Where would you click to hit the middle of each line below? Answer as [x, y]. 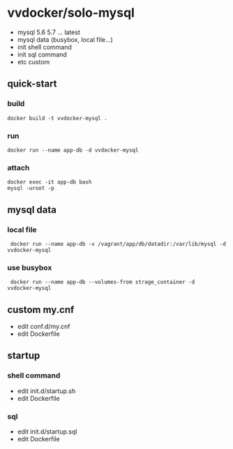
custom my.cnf [41, 310]
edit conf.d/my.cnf [44, 327]
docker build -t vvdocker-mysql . [58, 118]
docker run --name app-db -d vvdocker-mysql [73, 150]
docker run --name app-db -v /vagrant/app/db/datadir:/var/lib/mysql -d [118, 244]
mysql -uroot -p [31, 189]
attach [18, 168]
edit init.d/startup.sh [46, 391]
